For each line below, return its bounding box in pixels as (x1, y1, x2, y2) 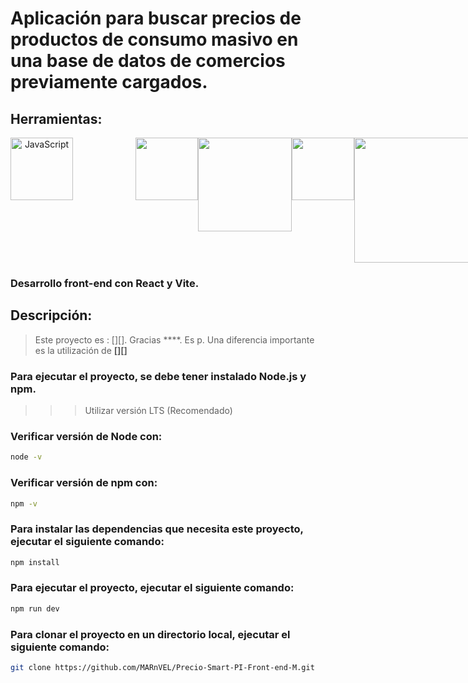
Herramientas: (10, 110, 103, 127)
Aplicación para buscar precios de (10, 7, 302, 30)
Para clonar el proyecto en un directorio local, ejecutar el (10, 627, 291, 641)
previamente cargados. (10, 71, 208, 94)
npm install (10, 557, 60, 567)
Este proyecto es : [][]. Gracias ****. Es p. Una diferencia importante (34, 333, 315, 346)
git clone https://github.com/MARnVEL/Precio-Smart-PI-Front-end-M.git (10, 663, 315, 673)
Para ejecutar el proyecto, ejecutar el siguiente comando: (10, 581, 295, 595)
